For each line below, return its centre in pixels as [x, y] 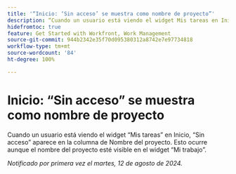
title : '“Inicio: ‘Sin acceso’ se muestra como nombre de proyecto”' [111, 14]
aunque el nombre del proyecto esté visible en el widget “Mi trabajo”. [107, 149]
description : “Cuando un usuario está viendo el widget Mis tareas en [113, 20]
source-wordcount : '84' [42, 53]
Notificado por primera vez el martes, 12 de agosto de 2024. [95, 163]
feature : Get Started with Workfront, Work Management [89, 33]
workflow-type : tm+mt [39, 46]
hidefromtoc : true [34, 27]
